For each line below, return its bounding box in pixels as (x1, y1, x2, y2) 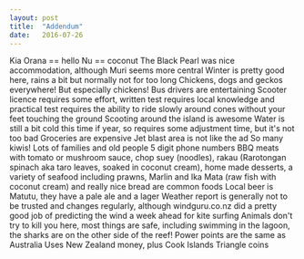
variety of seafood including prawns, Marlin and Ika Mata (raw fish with (9, 171, 277, 182)
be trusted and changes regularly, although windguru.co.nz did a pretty (9, 201, 278, 212)
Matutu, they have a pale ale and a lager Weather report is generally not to (9, 191, 289, 202)
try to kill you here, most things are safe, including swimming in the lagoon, (9, 220, 290, 231)
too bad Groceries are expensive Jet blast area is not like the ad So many (9, 133, 284, 144)
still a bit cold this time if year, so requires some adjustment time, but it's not (9, 123, 295, 134)
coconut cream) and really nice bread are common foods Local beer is (9, 181, 274, 192)
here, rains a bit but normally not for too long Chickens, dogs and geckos (9, 75, 284, 86)
